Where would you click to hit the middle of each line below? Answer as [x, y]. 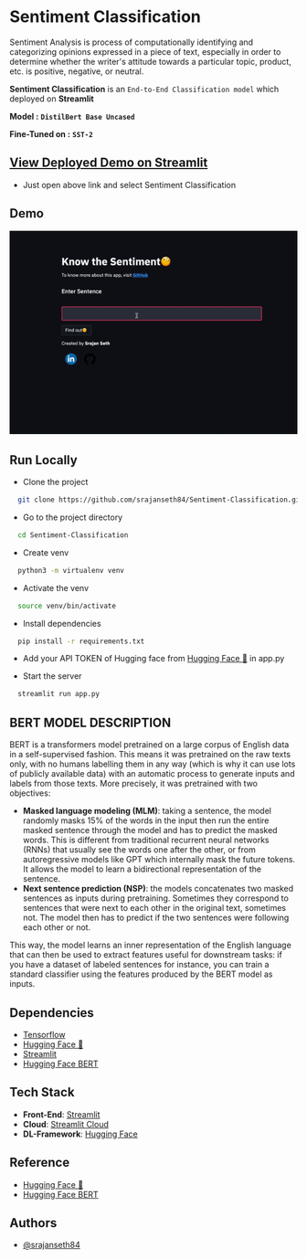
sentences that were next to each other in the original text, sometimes [154, 908]
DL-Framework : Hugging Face [80, 1134]
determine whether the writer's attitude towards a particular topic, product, [151, 61]
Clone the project [55, 482]
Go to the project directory [73, 517]
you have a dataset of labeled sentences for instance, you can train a [139, 965]
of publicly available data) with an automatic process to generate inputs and [152, 774]
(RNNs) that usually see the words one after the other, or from [139, 850]
